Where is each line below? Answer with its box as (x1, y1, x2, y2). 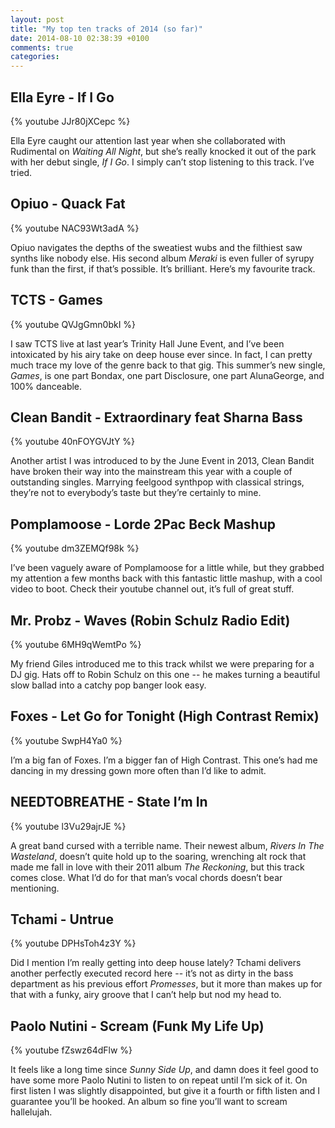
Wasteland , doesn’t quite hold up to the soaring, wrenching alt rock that (10, 850, 307, 862)
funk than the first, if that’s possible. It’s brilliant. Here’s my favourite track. (10, 262, 316, 275)
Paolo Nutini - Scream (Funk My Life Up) (10, 1017, 265, 1035)
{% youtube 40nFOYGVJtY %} (10, 436, 136, 448)
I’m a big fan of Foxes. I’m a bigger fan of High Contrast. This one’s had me (10, 754, 318, 766)
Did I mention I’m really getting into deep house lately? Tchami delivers (10, 957, 302, 969)
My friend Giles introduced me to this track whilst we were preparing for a (10, 658, 315, 670)
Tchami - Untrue (10, 911, 114, 928)
